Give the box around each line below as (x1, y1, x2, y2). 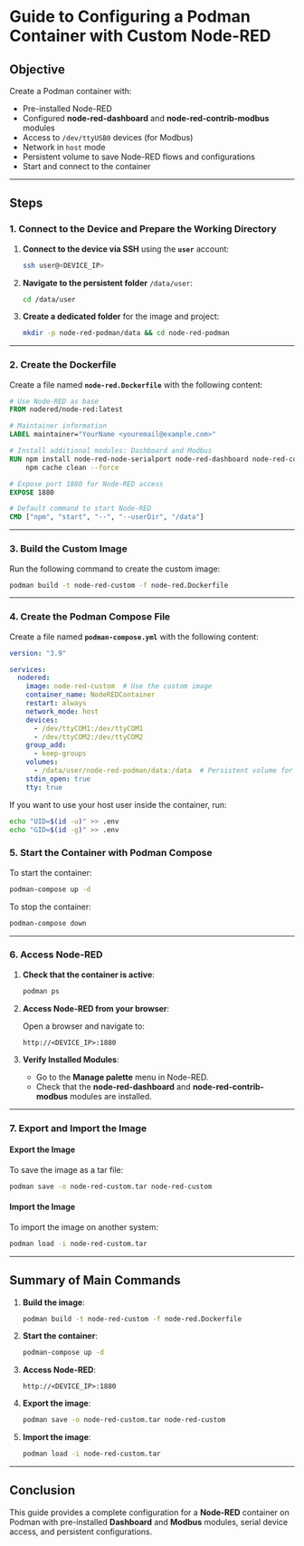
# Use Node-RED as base (9, 397, 100, 406)
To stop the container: (9, 901, 92, 912)
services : (9, 665, 47, 674)
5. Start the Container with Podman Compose (9, 847, 213, 859)
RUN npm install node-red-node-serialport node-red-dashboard (9, 455, 249, 464)
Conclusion (9, 1483, 76, 1498)
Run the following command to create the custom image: (9, 563, 221, 574)
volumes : (25, 758, 59, 767)
